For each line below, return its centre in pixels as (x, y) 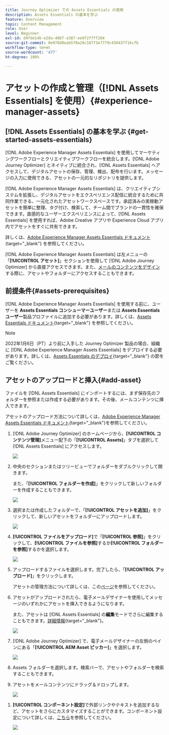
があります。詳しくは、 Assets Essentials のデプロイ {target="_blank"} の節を (84, 356)
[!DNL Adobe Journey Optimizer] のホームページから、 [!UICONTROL (84, 434)
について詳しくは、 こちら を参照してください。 (66, 717)
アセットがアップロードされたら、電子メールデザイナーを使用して (81, 597)
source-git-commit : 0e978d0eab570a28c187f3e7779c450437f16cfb (72, 43)
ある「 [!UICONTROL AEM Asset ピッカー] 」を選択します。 (83, 647)
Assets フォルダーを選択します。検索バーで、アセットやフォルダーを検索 (88, 667)
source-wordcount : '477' (31, 52)
